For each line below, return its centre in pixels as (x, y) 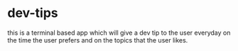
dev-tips (33, 13)
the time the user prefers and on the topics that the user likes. (98, 40)
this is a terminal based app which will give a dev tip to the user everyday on (119, 33)
